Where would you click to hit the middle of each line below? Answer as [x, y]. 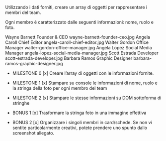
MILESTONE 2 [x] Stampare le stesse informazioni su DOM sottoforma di [87, 98]
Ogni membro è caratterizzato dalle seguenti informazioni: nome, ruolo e [80, 22]
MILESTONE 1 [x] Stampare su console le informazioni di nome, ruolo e [85, 83]
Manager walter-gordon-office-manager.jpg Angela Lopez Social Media [79, 48]
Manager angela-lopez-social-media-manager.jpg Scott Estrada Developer [82, 53]
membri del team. [23, 12]
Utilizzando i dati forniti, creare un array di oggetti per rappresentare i [76, 7]
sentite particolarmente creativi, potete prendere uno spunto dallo [80, 128]
